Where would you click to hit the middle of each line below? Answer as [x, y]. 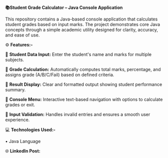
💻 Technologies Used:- [31, 130]
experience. [18, 120]
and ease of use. [23, 35]
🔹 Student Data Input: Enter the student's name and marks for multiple [78, 54]
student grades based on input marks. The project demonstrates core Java [83, 24]
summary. [16, 90]
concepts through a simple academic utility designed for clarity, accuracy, [82, 30]
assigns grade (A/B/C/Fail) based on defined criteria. [60, 75]
